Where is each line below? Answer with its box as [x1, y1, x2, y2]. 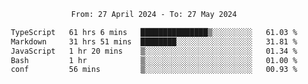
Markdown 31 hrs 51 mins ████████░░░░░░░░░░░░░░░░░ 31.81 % [10, 36, 298, 47]
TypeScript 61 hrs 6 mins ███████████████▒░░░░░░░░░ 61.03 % [10, 27, 298, 37]
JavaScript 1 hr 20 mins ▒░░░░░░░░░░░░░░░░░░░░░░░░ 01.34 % [10, 46, 298, 56]
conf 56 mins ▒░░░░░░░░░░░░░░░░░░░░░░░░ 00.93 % [10, 65, 298, 75]
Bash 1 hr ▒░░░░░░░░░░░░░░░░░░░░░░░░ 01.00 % [10, 55, 298, 65]
